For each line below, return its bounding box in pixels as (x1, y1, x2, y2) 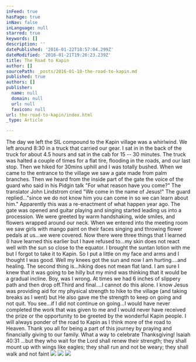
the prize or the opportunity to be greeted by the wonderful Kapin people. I (6, 312, 186, 319)
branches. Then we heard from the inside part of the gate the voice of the (6, 176, 184, 183)
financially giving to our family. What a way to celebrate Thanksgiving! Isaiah (6, 331, 191, 338)
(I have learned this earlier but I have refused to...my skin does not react (6, 238, 180, 245)
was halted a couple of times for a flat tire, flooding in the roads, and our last (6, 157, 191, 164)
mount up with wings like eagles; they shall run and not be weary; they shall (6, 343, 189, 351)
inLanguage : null (6, 25, 49, 31)
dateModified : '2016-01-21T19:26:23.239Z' (6, 52, 111, 58)
